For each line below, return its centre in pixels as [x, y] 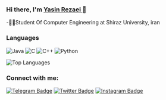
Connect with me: [32, 78]
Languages [23, 38]
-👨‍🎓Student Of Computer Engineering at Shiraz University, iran [83, 23]
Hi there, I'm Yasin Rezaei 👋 [46, 10]
